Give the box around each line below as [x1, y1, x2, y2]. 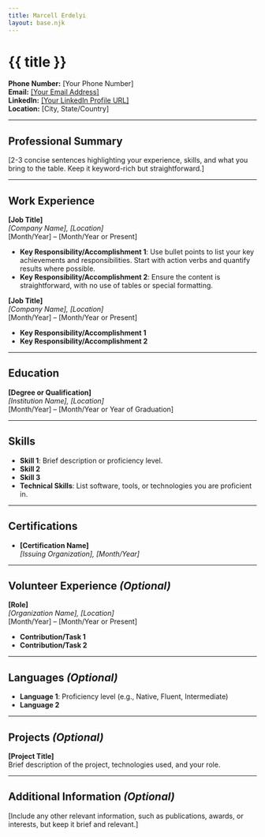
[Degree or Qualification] [8, 388, 92, 397]
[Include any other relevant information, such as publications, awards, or [8, 811, 244, 820]
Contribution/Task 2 [19, 640, 88, 650]
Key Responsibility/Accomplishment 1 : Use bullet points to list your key [19, 247, 255, 257]
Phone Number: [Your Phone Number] [8, 79, 134, 88]
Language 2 [19, 700, 60, 710]
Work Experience [8, 194, 95, 208]
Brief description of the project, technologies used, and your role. [8, 760, 221, 769]
